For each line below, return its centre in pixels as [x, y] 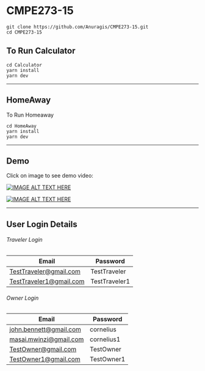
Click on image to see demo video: [50, 176]
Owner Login [23, 298]
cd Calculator [24, 65]
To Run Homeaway [30, 115]
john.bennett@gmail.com [45, 330]
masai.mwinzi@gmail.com [47, 339]
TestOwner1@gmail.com [45, 359]
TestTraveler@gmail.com [45, 271]
